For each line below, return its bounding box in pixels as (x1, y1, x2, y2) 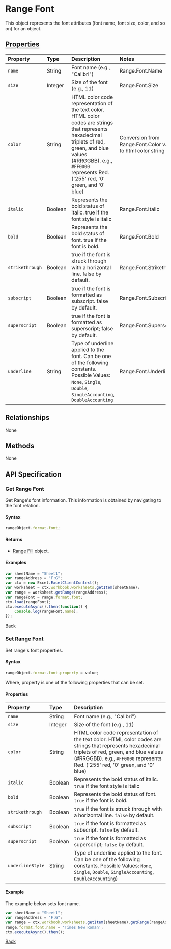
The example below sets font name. (5, 900, 80, 907)
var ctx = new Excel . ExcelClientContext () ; (5, 580, 99, 585)
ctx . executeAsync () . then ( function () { (5, 604, 88, 609)
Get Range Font (5, 485, 44, 492)
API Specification (5, 470, 62, 479)
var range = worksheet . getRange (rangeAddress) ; (5, 590, 108, 595)
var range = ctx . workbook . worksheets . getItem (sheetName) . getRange (5, 920, 149, 925)
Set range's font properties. (5, 647, 63, 653)
